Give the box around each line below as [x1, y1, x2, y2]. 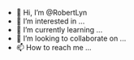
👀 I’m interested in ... [15, 16, 85, 26]
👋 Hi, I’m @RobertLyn [15, 8, 88, 17]
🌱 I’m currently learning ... [15, 25, 103, 34]
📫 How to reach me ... [15, 43, 92, 52]
